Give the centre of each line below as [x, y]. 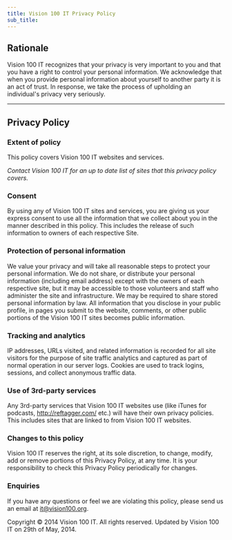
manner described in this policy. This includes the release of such [101, 226]
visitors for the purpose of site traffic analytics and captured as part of [107, 358]
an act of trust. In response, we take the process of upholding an [99, 87]
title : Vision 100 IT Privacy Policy [61, 13]
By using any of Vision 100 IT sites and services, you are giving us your [108, 211]
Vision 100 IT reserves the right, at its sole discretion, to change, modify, [110, 453]
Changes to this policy [46, 438]
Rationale [28, 48]
